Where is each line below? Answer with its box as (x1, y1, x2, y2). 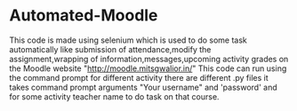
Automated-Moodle (9, 5, 158, 26)
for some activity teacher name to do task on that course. (9, 91, 220, 102)
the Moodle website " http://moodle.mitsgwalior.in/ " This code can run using (9, 63, 287, 74)
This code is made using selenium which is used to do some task (9, 35, 247, 45)
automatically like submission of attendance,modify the (9, 44, 212, 54)
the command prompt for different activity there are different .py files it (9, 72, 269, 83)
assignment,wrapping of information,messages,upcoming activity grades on (9, 53, 289, 64)
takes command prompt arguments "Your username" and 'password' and (9, 82, 277, 92)
